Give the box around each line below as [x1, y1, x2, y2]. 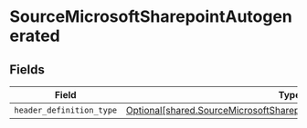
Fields [9, 62, 46, 77]
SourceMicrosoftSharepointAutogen [9, 6, 292, 27]
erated [9, 25, 61, 46]
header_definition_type [14, 105, 118, 115]
